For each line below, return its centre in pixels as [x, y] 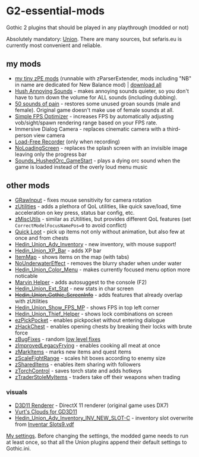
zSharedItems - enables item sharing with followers [78, 364]
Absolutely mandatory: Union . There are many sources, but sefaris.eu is [94, 39]
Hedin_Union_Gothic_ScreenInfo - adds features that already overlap [99, 295]
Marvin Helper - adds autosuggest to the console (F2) [81, 282]
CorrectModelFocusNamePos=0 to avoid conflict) [71, 225]
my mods [24, 64]
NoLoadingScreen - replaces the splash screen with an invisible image [101, 148]
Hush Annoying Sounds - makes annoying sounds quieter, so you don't [102, 91]
